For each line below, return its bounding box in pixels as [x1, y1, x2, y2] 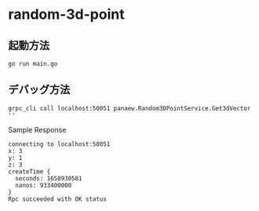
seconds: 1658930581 [15, 174, 82, 182]
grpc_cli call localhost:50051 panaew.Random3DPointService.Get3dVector [8, 104, 251, 112]
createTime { [8, 167, 51, 176]
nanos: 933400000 [15, 181, 72, 189]
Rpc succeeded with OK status [8, 195, 108, 203]
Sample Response [8, 125, 67, 134]
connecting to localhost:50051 [8, 140, 111, 148]
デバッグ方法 [8, 83, 71, 96]
